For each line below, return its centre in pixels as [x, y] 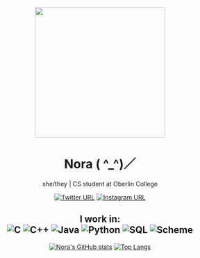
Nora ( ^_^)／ [100, 164]
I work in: [100, 219]
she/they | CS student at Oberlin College [100, 184]
